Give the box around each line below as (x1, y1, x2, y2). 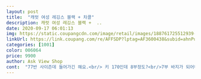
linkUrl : (6, 36, 28, 42)
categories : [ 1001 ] (6, 42, 55, 48)
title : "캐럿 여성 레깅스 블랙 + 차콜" (6, 14, 95, 20)
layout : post (6, 8, 39, 15)
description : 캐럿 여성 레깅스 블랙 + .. (6, 20, 102, 26)
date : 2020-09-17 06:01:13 (6, 25, 74, 31)
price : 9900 (6, 53, 36, 59)
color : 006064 (6, 48, 42, 53)
